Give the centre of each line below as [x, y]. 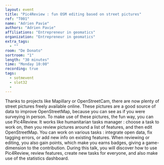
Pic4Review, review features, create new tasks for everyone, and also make [82, 153]
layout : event [20, 10]
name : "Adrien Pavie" [27, 23]
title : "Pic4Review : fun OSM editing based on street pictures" [73, 14]
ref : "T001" [17, 19]
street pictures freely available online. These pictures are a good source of [81, 106]
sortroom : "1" [20, 55]
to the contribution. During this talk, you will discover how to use [92, 148]
